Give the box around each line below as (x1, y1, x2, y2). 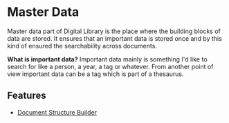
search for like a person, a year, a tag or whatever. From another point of (7, 62, 214, 70)
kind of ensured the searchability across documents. (7, 41, 158, 50)
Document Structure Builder (17, 108, 98, 116)
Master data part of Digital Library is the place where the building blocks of (7, 27, 221, 35)
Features (7, 90, 46, 102)
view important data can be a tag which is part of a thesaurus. (7, 70, 185, 78)
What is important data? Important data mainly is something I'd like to (7, 55, 208, 63)
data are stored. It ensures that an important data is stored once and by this (7, 34, 223, 42)
